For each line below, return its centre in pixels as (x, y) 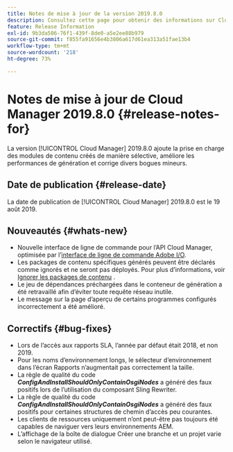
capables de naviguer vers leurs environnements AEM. (95, 427)
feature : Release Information (51, 26)
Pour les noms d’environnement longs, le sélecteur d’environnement (114, 360)
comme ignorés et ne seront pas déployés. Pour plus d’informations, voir (121, 270)
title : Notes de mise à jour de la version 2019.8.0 (85, 14)
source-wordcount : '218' (43, 53)
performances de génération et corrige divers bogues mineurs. (97, 163)
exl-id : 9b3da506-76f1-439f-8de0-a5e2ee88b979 (76, 33)
